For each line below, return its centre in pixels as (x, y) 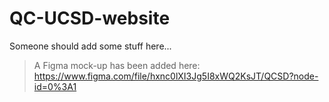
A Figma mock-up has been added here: (117, 65)
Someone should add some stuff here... (90, 46)
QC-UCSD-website (90, 18)
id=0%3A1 (55, 86)
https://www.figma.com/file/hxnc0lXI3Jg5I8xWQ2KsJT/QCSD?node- (176, 76)
